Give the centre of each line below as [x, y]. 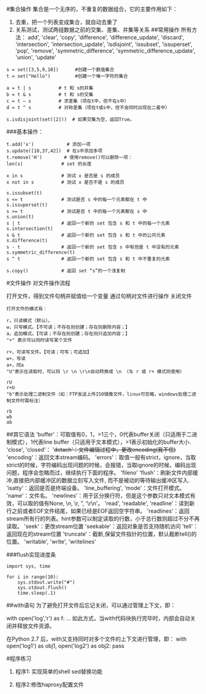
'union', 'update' [36, 57]
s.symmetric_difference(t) [41, 253]
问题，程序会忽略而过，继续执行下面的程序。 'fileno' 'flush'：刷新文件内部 [100, 473]
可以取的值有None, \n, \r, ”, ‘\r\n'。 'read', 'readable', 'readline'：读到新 [106, 503]
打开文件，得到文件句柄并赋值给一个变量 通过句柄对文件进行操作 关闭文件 [99, 296]
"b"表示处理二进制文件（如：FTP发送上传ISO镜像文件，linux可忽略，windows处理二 [99, 394]
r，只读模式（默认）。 [30, 321]
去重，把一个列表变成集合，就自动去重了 [66, 22]
